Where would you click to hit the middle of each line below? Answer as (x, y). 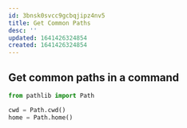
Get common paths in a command (94, 78)
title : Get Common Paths (50, 23)
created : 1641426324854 (48, 45)
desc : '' (23, 30)
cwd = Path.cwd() (37, 110)
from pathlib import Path (51, 95)
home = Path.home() (41, 117)
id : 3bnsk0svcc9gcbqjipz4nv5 (57, 16)
